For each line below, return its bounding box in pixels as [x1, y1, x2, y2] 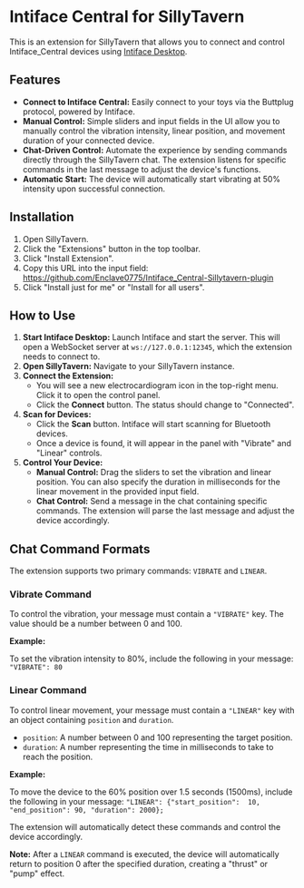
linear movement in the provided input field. [35, 486, 200, 497]
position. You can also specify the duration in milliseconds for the [35, 476, 281, 487]
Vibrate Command [9, 588, 93, 600]
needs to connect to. [22, 351, 101, 362]
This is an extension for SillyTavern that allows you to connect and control [9, 36, 286, 47]
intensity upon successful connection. [22, 183, 166, 194]
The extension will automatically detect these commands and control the [9, 821, 281, 832]
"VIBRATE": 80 [9, 663, 64, 672]
